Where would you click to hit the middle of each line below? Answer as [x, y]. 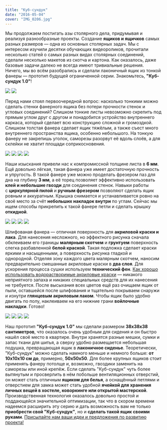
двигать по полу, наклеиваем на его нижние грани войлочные [72, 301]
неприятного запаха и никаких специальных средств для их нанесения [82, 280]
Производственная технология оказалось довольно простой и [72, 396]
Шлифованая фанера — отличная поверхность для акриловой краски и [82, 232]
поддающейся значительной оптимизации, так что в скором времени [80, 401]
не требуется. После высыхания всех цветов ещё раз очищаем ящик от [82, 285]
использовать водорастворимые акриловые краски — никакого [74, 275]
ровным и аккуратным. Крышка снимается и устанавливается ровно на [82, 196]
